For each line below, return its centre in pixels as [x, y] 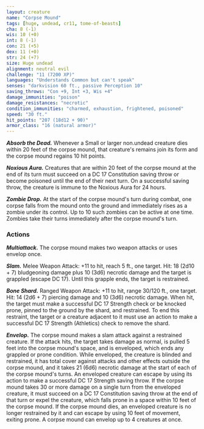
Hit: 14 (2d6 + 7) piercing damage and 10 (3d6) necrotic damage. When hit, [100, 298]
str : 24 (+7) [23, 57]
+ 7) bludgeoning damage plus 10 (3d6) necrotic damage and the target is [99, 273]
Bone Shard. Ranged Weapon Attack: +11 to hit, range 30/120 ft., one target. [102, 291]
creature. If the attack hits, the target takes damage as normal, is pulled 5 [98, 342]
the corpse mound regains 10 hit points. [56, 156]
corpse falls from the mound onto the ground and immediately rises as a [97, 206]
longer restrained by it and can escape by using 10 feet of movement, [93, 413]
